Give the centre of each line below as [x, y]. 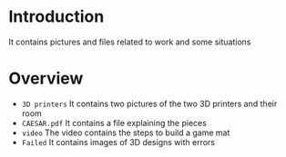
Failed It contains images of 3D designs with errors [118, 142]
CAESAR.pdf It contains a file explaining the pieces [114, 123]
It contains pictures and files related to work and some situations [130, 42]
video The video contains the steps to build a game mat [126, 132]
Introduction [56, 17]
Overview [46, 78]
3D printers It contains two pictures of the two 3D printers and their [149, 103]
